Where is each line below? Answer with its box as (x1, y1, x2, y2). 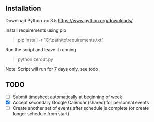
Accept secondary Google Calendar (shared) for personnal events (12, 99, 149, 105)
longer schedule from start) (12, 110, 69, 117)
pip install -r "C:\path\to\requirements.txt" (17, 37, 104, 43)
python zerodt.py (17, 56, 54, 62)
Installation (5, 4, 41, 13)
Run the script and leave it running (5, 46, 76, 52)
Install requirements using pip (5, 27, 67, 33)
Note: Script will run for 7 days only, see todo (5, 66, 99, 72)
